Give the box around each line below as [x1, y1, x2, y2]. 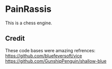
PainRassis [5, 3, 52, 15]
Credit [5, 34, 25, 43]
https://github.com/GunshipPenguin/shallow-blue [5, 58, 107, 64]
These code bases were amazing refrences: [5, 47, 96, 53]
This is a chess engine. [5, 20, 52, 26]
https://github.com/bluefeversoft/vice [5, 53, 82, 59]
